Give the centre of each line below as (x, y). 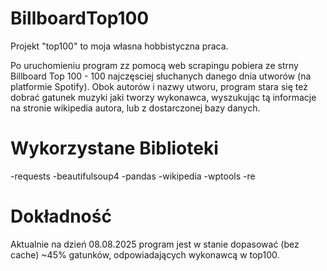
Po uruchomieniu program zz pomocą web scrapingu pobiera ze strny (154, 65)
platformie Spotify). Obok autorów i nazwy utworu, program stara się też (159, 86)
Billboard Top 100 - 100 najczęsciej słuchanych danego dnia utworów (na (161, 76)
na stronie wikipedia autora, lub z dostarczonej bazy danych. (135, 108)
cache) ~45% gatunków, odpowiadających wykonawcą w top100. (145, 254)
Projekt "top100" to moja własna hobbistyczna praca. (119, 46)
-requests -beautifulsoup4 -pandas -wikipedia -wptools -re (133, 176)
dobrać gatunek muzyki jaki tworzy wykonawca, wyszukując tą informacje (163, 97)
